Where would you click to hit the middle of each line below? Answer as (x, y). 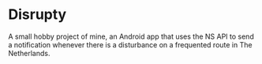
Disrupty (37, 15)
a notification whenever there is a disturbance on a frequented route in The (130, 44)
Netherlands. (29, 53)
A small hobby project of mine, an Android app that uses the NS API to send (131, 36)
